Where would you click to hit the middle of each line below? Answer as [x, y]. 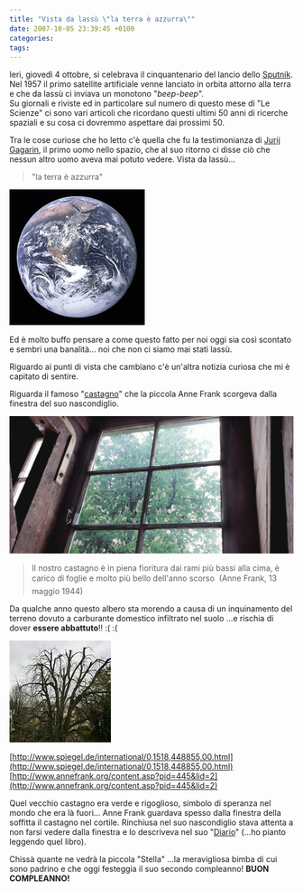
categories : [32, 38]
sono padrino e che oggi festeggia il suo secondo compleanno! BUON [139, 869]
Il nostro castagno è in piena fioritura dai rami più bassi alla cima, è [155, 568]
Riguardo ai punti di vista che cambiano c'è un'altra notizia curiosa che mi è [150, 367]
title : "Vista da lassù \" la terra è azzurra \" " [102, 19]
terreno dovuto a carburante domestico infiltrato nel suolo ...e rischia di [142, 619]
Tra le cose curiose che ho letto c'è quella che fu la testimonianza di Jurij [145, 140]
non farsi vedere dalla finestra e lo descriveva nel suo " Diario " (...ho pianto [148, 832]
